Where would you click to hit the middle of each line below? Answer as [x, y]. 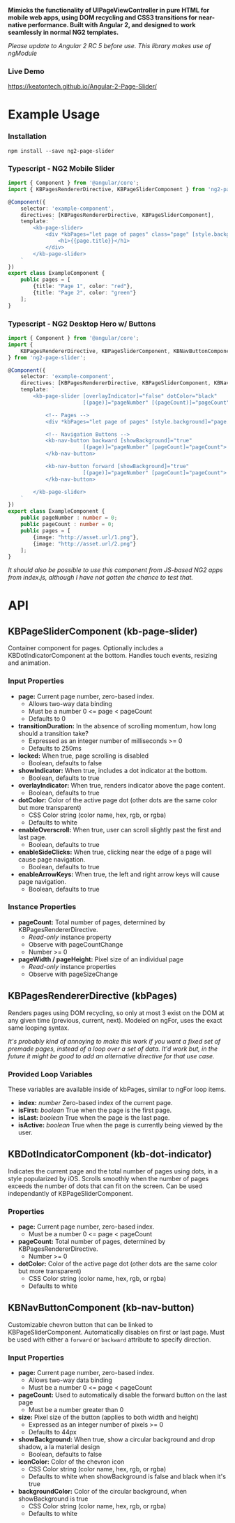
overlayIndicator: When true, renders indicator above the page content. [122, 785]
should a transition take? [53, 733]
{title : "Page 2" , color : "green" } [85, 293]
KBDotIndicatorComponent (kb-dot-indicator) [110, 1154]
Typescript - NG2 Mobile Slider [61, 168]
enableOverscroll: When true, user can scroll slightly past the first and [120, 830]
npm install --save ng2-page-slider [61, 151]
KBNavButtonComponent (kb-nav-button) [101, 1308]
